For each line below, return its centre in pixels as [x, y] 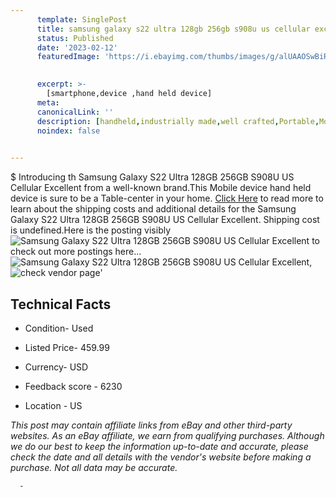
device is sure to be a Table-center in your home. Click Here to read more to [167, 198]
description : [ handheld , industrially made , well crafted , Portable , [178, 121]
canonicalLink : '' [75, 112]
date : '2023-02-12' [77, 47]
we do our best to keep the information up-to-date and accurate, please [159, 446]
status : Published [75, 38]
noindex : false [68, 131]
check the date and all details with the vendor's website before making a [161, 457]
